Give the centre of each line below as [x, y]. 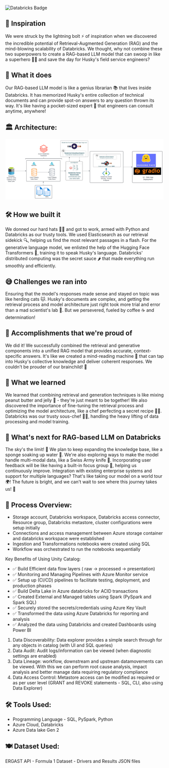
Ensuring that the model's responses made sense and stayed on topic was [82, 294]
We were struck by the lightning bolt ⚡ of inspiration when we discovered [81, 36]
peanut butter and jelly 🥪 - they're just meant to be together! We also [76, 400]
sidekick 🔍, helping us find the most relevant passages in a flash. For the [81, 240]
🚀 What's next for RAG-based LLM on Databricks [83, 438]
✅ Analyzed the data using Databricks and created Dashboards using [84, 624]
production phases [32, 586]
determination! [20, 317]
